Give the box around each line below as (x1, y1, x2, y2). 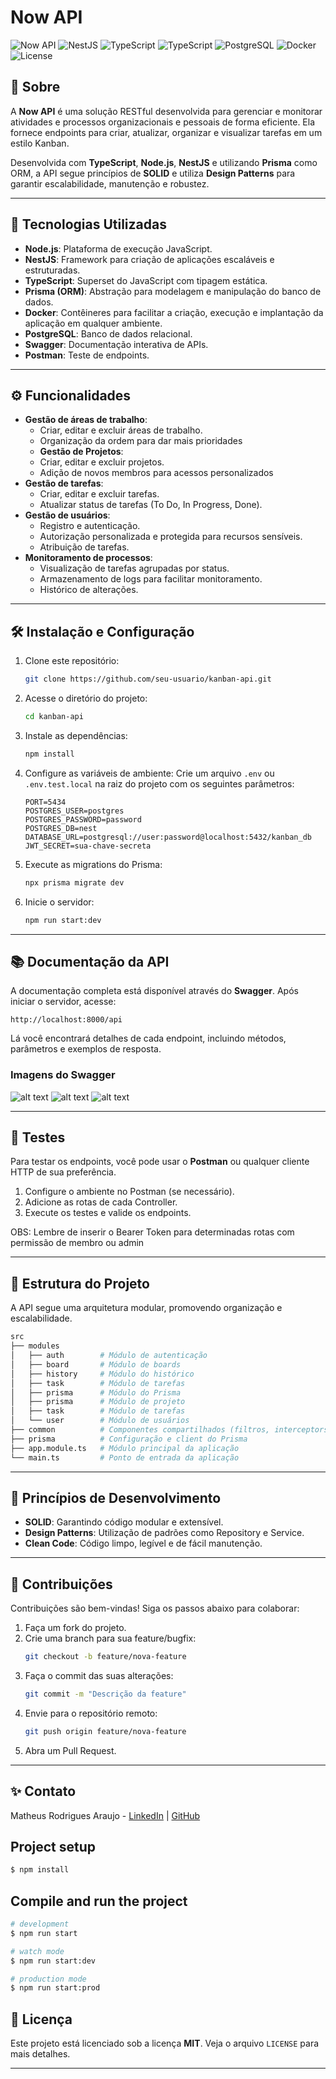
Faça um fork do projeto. (24, 1622, 127, 1634)
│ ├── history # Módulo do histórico (10, 1369, 195, 1379)
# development (10, 1919, 70, 1930)
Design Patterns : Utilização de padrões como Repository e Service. (24, 1527, 305, 1539)
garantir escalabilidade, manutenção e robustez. (10, 177, 210, 190)
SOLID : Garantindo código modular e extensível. (24, 1516, 224, 1528)
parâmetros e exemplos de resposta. (10, 1043, 162, 1055)
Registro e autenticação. (39, 520, 141, 532)
